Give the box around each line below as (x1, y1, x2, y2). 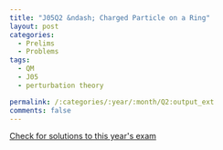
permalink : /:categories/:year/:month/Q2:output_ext (9, 97, 215, 106)
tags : (9, 55, 30, 65)
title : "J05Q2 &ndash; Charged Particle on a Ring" (9, 13, 210, 23)
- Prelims (17, 38, 55, 48)
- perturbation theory (17, 81, 104, 90)
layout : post (9, 22, 59, 31)
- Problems (17, 47, 59, 56)
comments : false (9, 105, 71, 115)
